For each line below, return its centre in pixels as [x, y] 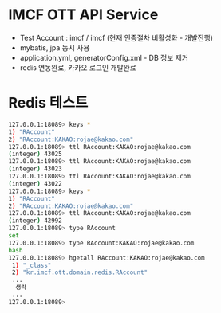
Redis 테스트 [48, 103]
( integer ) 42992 [35, 221]
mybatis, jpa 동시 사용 [55, 47]
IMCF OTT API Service [83, 15]
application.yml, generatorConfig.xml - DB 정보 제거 [104, 57]
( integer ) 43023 [35, 169]
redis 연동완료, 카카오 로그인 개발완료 [78, 67]
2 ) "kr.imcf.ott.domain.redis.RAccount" [80, 272]
